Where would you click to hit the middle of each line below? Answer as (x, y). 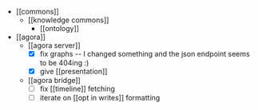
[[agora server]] (54, 45)
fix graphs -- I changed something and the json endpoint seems (145, 54)
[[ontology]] (60, 28)
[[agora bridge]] (54, 81)
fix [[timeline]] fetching (77, 89)
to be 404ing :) (64, 63)
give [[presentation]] (73, 72)
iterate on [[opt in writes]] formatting (100, 98)
